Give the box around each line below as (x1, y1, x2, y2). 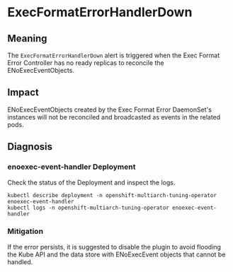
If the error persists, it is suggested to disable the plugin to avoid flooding (7, 242, 222, 251)
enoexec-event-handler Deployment (7, 162, 136, 172)
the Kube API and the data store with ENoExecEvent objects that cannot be (7, 250, 226, 259)
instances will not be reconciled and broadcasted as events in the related (7, 112, 221, 121)
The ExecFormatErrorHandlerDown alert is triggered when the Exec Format (7, 51, 220, 59)
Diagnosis (7, 141, 53, 153)
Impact (7, 86, 39, 99)
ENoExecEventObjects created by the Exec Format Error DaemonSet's (7, 105, 212, 114)
